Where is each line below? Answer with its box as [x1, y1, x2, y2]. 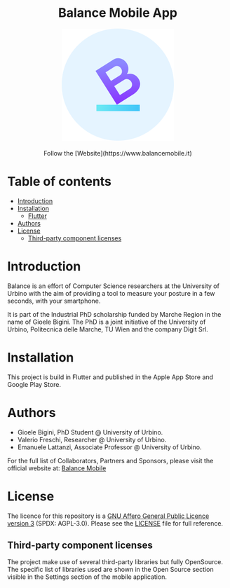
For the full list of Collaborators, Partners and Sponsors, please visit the [7, 456, 214, 465]
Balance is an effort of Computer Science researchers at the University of [7, 282, 219, 290]
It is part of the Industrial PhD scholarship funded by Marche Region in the [7, 310, 222, 318]
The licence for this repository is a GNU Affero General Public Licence [7, 512, 210, 520]
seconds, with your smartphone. [7, 296, 101, 305]
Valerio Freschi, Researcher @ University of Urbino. [17, 435, 167, 444]
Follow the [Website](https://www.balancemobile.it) [43, 149, 193, 157]
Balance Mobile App [58, 5, 177, 21]
